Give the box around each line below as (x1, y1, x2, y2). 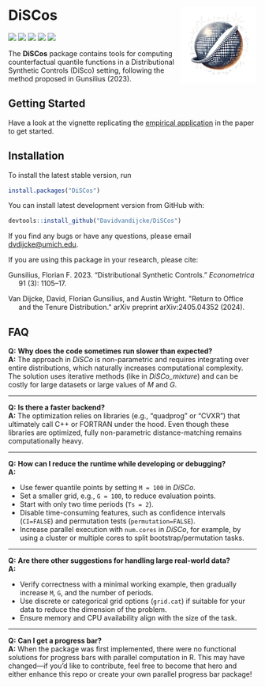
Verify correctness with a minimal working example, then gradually (19, 579, 237, 589)
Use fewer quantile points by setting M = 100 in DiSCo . (19, 483, 196, 493)
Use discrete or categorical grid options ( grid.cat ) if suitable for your (19, 596, 246, 606)
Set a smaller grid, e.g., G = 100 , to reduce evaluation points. (19, 491, 216, 500)
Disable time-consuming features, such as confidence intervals (19, 508, 226, 518)
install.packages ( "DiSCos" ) (8, 187, 101, 194)
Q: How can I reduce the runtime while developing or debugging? (8, 459, 226, 469)
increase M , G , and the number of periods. (19, 588, 154, 598)
